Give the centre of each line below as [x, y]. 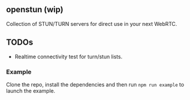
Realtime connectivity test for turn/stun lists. [68, 56]
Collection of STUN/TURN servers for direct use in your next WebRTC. [92, 24]
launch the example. [31, 91]
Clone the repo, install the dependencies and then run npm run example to [95, 84]
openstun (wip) [35, 10]
